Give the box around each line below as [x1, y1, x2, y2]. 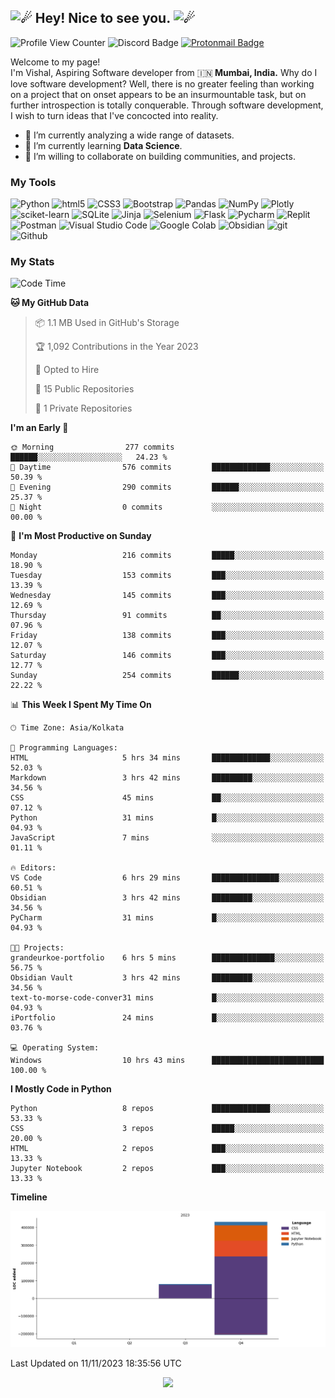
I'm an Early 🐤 [10, 422, 69, 434]
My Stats [10, 255, 55, 269]
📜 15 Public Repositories [34, 383, 135, 395]
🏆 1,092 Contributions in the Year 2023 [34, 341, 199, 353]
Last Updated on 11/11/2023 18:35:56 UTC [10, 1357, 182, 1370]
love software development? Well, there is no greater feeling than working [10, 77, 315, 90]
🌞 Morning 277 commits [10, 442, 175, 453]
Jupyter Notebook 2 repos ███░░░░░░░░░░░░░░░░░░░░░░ [10, 1164, 325, 1174]
